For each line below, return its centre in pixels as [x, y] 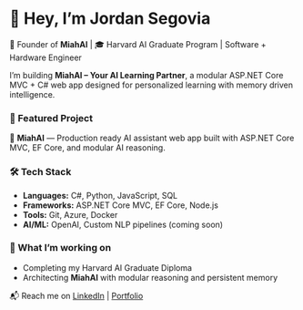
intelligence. [32, 94]
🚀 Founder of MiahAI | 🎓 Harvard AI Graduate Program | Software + [138, 44]
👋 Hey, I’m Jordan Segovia [110, 19]
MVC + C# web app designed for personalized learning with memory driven [151, 85]
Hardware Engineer [45, 57]
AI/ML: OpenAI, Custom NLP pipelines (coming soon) [123, 224]
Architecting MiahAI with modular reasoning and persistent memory [150, 277]
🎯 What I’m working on [61, 248]
